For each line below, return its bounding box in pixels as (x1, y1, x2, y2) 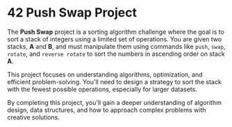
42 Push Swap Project (7, 5, 138, 21)
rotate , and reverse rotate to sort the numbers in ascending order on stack (7, 50, 226, 58)
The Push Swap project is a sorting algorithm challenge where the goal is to (7, 28, 224, 36)
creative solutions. (7, 113, 60, 121)
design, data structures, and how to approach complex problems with (7, 106, 206, 114)
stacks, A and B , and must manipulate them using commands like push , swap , (7, 42, 226, 50)
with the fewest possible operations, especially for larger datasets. (7, 85, 198, 93)
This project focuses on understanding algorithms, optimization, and (7, 70, 203, 79)
